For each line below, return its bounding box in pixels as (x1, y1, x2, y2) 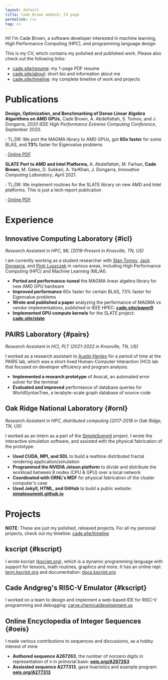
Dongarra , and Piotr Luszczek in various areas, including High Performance (5, 263, 161, 269)
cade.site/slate (12, 315, 45, 321)
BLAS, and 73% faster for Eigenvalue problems (5, 142, 103, 148)
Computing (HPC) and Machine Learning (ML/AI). (5, 268, 107, 275)
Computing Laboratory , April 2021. (5, 172, 77, 178)
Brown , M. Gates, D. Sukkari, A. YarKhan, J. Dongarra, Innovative (5, 167, 140, 173)
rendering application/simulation (12, 458, 80, 464)
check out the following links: (5, 56, 66, 62)
